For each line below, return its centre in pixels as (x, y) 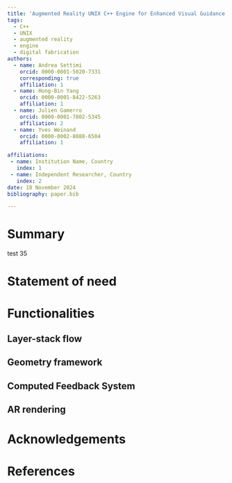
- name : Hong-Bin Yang (46, 91)
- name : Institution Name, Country (61, 162)
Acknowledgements (67, 440)
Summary (36, 234)
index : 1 (29, 168)
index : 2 (29, 181)
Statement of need (62, 281)
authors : (20, 59)
